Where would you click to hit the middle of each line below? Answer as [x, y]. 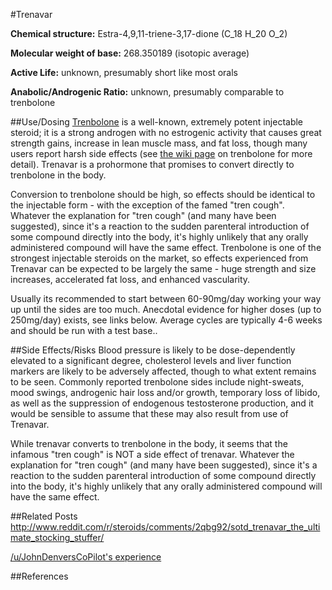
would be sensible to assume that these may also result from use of [149, 413]
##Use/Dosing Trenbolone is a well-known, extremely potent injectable [157, 122]
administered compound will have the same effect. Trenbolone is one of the [166, 247]
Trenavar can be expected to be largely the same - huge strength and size [163, 268]
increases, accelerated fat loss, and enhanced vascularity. [130, 279]
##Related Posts [44, 516]
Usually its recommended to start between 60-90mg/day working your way [166, 298]
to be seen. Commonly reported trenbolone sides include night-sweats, [157, 382]
